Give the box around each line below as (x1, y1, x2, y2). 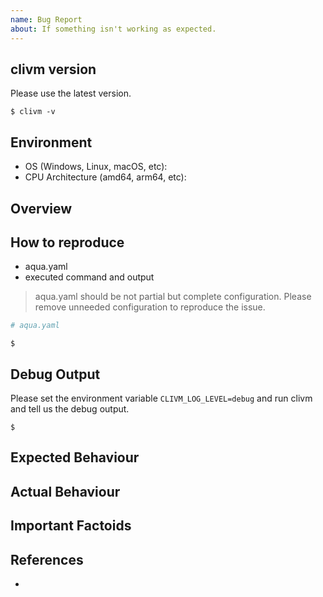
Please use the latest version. (10, 87, 132, 100)
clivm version (10, 61, 97, 78)
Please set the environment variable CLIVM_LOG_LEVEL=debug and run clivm (10, 392, 313, 405)
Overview (10, 200, 73, 217)
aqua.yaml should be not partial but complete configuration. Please (34, 291, 312, 303)
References (10, 551, 84, 568)
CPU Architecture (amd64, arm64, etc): (24, 171, 187, 183)
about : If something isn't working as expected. (10, 24, 217, 34)
